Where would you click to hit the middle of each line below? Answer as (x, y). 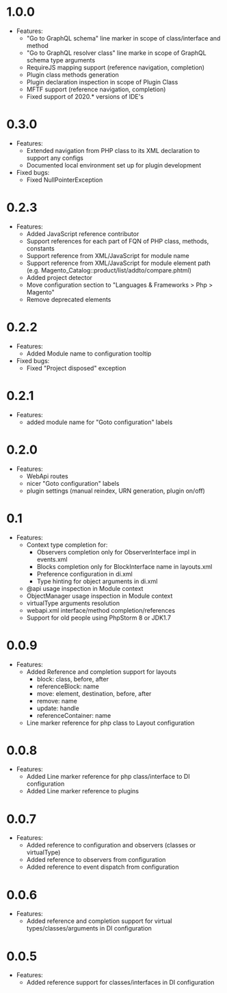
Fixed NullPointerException (65, 180)
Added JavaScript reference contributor (83, 233)
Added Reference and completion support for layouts (102, 671)
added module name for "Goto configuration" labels (99, 422)
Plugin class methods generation (72, 74)
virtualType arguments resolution (73, 603)
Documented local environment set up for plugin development (114, 165)
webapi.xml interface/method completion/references (101, 610)
